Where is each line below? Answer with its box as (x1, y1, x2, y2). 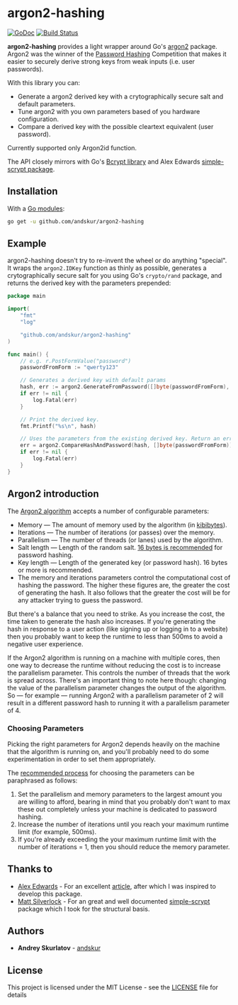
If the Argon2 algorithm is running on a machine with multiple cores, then (7, 653, 220, 662)
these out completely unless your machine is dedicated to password (17, 804, 217, 813)
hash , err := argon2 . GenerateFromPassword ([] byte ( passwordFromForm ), (20, 383, 230, 391)
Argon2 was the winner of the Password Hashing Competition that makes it (7, 50, 227, 58)
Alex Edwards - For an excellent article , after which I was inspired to (17, 882, 216, 890)
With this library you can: (7, 78, 80, 86)
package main (7, 293, 46, 300)
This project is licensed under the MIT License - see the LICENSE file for (7, 983, 218, 992)
